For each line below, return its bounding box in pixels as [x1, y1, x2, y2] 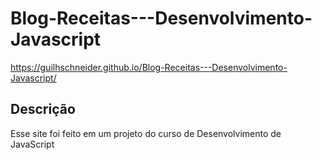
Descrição [10, 101, 76, 118]
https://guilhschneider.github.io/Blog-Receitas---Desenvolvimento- [10, 61, 288, 73]
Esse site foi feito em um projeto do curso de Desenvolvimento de [10, 127, 282, 139]
